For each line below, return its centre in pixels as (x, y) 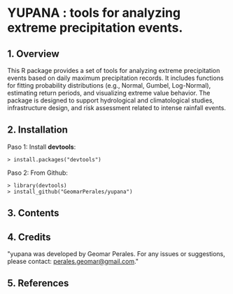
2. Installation (38, 130)
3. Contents (33, 213)
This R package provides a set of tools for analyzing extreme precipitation (114, 71)
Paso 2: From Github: (38, 173)
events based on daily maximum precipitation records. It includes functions (115, 78)
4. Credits (29, 237)
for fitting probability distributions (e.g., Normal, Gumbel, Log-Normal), (109, 85)
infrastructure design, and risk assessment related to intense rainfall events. (116, 108)
